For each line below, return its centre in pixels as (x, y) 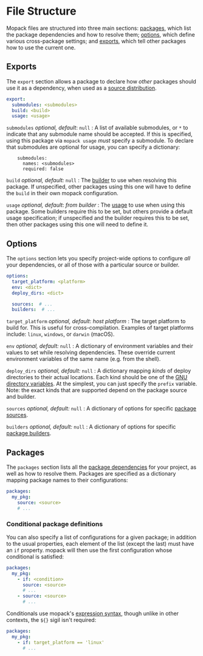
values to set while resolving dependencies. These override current (91, 352)
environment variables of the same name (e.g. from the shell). (84, 359)
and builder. (21, 397)
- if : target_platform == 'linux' (61, 642)
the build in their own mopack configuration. (62, 193)
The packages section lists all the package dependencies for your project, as (101, 467)
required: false (43, 169)
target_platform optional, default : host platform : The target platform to (96, 321)
